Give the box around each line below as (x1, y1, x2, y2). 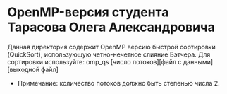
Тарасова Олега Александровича (7, 19, 215, 35)
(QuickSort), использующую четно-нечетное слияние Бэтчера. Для (7, 50, 211, 59)
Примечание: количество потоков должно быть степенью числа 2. (17, 78, 220, 87)
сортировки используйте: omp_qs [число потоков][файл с (7, 57, 182, 66)
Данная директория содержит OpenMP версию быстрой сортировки (7, 42, 216, 51)
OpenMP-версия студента (7, 4, 169, 20)
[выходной (7, 65, 40, 74)
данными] (183, 57, 214, 66)
